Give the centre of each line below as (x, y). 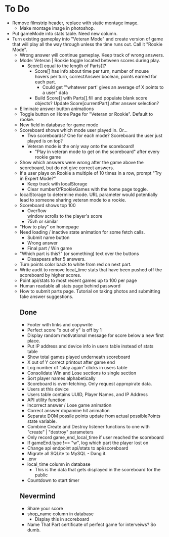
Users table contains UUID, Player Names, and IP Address (87, 394)
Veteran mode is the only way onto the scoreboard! (81, 146)
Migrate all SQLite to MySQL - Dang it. (67, 453)
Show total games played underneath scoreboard (79, 357)
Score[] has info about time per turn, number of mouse (92, 71)
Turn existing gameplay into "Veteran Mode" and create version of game (88, 39)
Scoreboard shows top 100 (48, 205)
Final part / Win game (50, 248)
